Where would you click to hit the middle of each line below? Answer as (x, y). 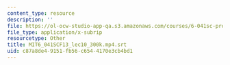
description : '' (30, 20)
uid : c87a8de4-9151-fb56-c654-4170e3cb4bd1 (70, 51)
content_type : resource (41, 13)
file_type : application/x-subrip (55, 32)
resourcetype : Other (37, 39)
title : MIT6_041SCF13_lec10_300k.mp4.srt (67, 45)
